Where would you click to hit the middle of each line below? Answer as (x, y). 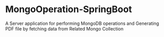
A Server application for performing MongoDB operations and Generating (82, 23)
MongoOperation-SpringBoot (69, 9)
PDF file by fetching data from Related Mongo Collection (64, 28)
